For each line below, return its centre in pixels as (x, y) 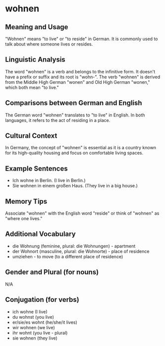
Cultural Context (31, 136)
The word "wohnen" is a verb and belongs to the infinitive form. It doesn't (80, 71)
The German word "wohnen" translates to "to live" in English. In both (75, 115)
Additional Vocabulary (40, 234)
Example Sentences (36, 168)
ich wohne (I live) (30, 312)
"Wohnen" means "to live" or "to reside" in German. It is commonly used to (82, 39)
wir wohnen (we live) (34, 327)
